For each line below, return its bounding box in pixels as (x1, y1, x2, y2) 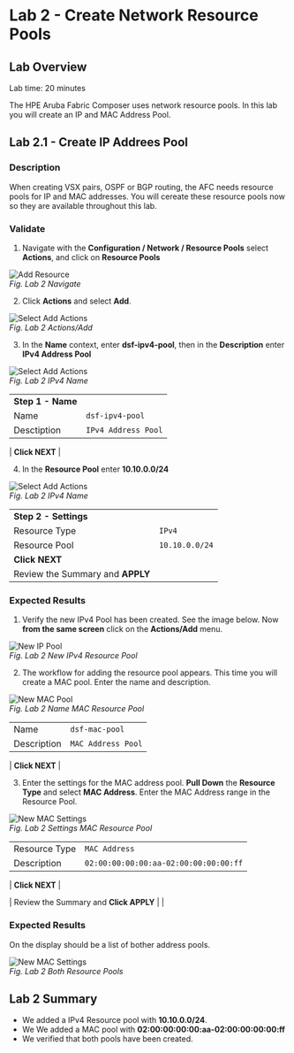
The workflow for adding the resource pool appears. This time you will (21, 667, 278, 678)
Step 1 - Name (13, 395, 78, 407)
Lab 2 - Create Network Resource (9, 5, 259, 26)
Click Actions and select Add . (21, 296, 132, 306)
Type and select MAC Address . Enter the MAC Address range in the (21, 787, 271, 797)
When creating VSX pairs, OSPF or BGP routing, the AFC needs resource (9, 181, 274, 192)
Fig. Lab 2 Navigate (9, 278, 81, 288)
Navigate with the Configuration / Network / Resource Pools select (21, 242, 269, 253)
